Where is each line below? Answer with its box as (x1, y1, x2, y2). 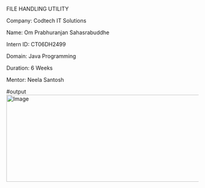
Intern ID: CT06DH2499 (6, 41, 66, 48)
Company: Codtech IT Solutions (6, 17, 87, 24)
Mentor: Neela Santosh (6, 76, 64, 83)
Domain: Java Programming (6, 52, 76, 60)
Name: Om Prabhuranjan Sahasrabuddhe (6, 29, 110, 36)
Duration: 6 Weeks (6, 64, 53, 71)
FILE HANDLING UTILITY (6, 5, 69, 12)
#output (6, 88, 26, 95)
